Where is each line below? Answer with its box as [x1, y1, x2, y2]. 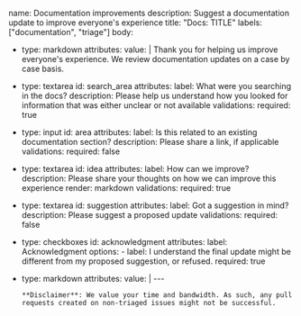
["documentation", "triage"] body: [8, 27, 134, 37]
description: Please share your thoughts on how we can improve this [21, 173, 277, 184]
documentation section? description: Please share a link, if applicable [21, 137, 279, 147]
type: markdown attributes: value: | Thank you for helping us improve [21, 44, 278, 55]
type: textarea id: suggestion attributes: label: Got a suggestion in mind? [21, 200, 289, 211]
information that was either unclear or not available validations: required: [21, 100, 291, 111]
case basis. [21, 63, 65, 74]
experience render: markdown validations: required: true [21, 183, 232, 193]
